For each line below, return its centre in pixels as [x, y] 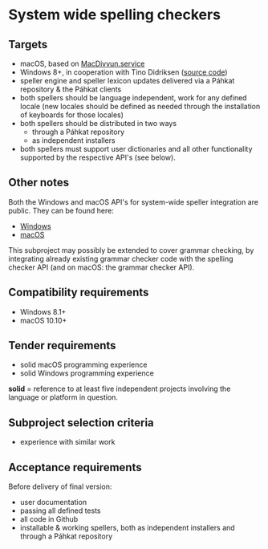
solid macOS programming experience [83, 365]
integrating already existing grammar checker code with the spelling [121, 258]
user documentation [53, 502]
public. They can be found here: [61, 210]
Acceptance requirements [75, 467]
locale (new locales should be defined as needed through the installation [140, 106]
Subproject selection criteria [81, 423]
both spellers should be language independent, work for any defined [133, 98]
